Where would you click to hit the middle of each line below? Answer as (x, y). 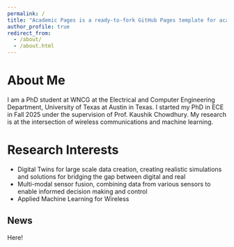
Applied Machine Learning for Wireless (73, 198)
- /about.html (34, 46)
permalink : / (26, 14)
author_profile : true (39, 26)
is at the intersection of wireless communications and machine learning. (110, 122)
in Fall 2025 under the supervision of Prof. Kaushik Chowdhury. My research (117, 114)
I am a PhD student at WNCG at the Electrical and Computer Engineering (111, 99)
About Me (36, 80)
